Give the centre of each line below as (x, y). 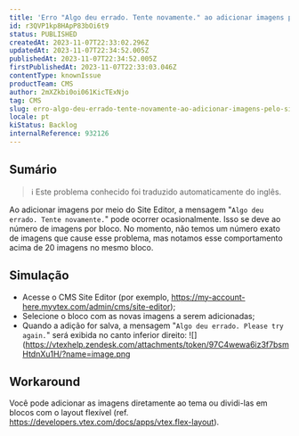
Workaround (45, 381)
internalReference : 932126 (59, 134)
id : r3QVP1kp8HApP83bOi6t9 (59, 26)
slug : (19, 109)
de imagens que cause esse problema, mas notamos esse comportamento (146, 238)
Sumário (33, 170)
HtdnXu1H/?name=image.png (76, 354)
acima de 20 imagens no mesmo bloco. (81, 247)
